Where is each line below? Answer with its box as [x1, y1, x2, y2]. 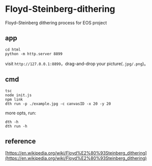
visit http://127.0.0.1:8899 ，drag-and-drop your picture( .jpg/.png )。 [5, 61, 149, 66]
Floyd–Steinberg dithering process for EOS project [5, 20, 107, 26]
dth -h [5, 119, 19, 124]
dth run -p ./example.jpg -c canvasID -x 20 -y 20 [5, 101, 111, 106]
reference [5, 137, 36, 145]
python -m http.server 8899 [5, 51, 63, 56]
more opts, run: [5, 110, 36, 116]
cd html [5, 47, 21, 52]
